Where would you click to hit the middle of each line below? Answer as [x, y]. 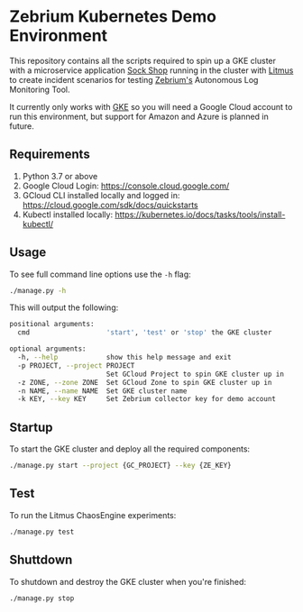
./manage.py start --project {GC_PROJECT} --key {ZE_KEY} [120, 466]
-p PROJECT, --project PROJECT [76, 365]
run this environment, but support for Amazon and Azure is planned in [139, 116]
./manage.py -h [38, 290]
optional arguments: [48, 349]
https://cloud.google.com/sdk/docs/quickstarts [110, 205]
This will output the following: [64, 307]
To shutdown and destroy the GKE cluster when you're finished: [128, 581]
